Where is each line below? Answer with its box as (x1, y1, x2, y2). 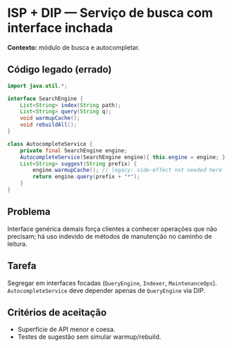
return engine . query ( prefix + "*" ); (32, 173, 140, 180)
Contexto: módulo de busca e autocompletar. (7, 43, 140, 51)
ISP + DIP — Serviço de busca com (7, 5, 214, 21)
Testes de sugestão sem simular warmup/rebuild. (17, 333, 161, 341)
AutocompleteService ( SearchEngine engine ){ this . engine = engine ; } (20, 154, 226, 161)
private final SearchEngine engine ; (20, 147, 128, 154)
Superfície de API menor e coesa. (17, 325, 116, 334)
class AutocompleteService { (7, 140, 93, 147)
